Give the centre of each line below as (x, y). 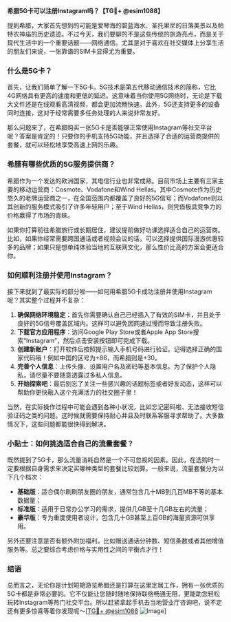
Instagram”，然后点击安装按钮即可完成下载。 (89, 340)
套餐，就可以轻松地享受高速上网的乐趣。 (64, 145)
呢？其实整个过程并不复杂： (46, 300)
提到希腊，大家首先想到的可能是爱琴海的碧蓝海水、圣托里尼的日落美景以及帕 (115, 25)
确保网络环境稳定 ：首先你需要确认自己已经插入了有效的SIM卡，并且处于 (119, 314)
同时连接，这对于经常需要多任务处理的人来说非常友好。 (85, 113)
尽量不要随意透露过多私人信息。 (80, 375)
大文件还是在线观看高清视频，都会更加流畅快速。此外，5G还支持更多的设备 (113, 104)
